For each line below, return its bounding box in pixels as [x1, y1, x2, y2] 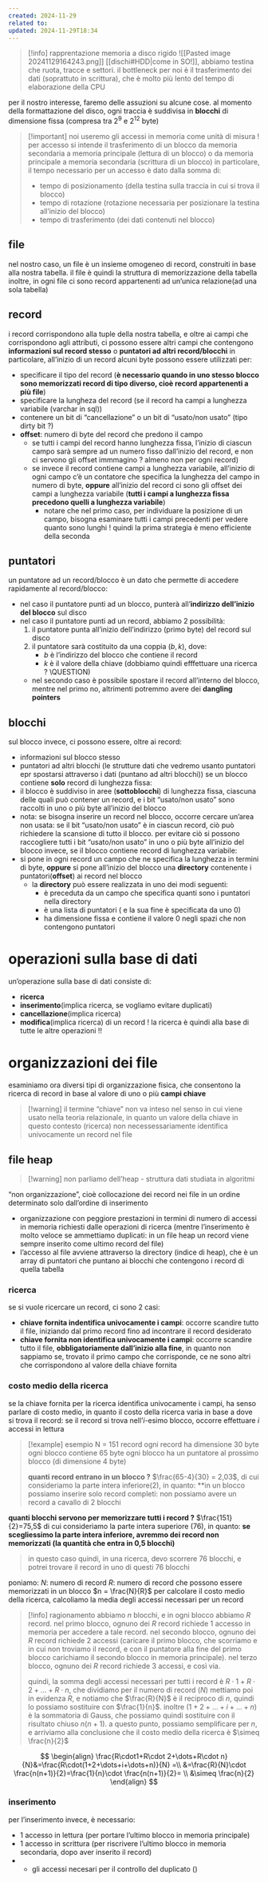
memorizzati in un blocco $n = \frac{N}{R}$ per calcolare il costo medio [8, 1586, 246, 1595]
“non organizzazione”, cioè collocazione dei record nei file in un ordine [8, 1189, 241, 1199]
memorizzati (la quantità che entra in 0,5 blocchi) [8, 1538, 175, 1547]
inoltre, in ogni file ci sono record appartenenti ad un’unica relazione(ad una [8, 276, 258, 286]
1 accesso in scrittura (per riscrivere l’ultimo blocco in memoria [19, 1838, 227, 1848]
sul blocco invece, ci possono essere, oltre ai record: [8, 737, 182, 747]
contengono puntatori [43, 922, 116, 932]
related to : [8, 19, 48, 27]
